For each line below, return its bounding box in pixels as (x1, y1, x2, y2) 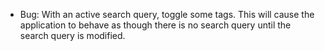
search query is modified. (19, 30, 126, 41)
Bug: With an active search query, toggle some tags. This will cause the (19, 9, 315, 20)
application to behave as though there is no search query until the (19, 19, 292, 31)
